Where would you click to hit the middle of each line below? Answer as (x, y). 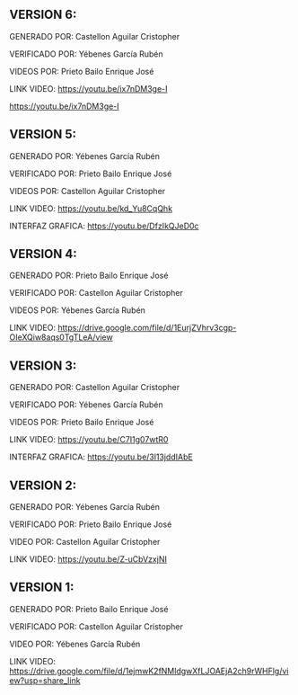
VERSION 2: (43, 485)
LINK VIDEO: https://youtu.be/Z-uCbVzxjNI (88, 559)
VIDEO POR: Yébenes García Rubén (75, 644)
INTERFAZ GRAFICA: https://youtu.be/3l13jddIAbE (101, 457)
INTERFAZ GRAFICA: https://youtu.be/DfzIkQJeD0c (104, 226)
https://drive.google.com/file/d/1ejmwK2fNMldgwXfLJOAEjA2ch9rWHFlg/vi (149, 671)
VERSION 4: (44, 254)
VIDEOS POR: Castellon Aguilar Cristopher (88, 191)
